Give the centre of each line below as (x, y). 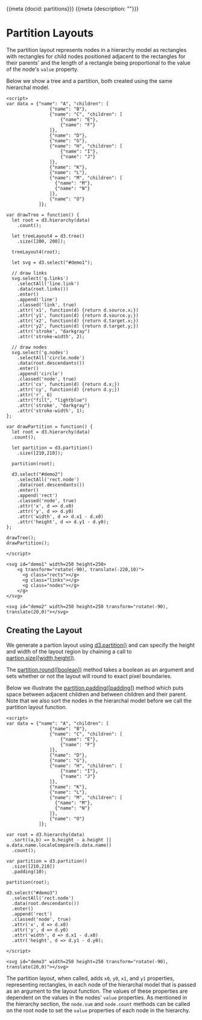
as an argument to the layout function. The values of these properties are (97, 991)
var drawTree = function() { (43, 215)
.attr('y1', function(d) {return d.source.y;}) (78, 315)
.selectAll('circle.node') (51, 358)
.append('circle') (40, 374)
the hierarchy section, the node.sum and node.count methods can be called (98, 1004)
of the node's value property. (43, 69)
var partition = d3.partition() (47, 861)
